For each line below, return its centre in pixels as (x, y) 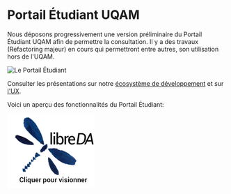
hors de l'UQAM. (31, 57)
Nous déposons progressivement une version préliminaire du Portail (105, 34)
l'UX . (14, 91)
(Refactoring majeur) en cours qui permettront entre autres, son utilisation (113, 49)
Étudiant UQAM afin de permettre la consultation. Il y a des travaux (103, 41)
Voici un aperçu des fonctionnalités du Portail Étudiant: (86, 104)
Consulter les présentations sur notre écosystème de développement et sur (115, 83)
